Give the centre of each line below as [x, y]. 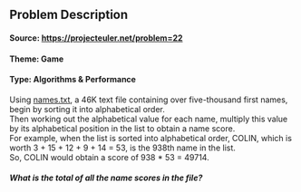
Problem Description [69, 15]
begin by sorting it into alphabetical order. [87, 109]
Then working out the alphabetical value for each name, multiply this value [149, 119]
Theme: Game [37, 59]
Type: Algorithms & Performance [73, 80]
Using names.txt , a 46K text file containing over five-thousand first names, [149, 100]
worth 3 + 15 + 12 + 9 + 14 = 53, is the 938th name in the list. [122, 148]
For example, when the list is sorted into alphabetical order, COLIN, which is [151, 138]
